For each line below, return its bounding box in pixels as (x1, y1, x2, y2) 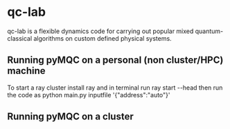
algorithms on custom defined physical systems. (33, 34, 172, 42)
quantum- (195, 27, 224, 35)
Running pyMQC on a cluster (7, 111, 134, 123)
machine (7, 65, 46, 77)
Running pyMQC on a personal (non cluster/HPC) (7, 54, 224, 66)
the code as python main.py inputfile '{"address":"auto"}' (7, 90, 170, 99)
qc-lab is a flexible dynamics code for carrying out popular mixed (7, 27, 194, 35)
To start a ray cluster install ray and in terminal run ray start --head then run (7, 83, 223, 92)
